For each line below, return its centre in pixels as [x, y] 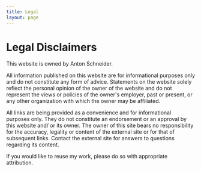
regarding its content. [33, 145]
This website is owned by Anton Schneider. [59, 64]
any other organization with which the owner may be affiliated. [83, 101]
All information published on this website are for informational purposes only [101, 75]
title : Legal [22, 12]
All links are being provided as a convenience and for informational [89, 113]
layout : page [22, 17]
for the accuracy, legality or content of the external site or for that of [91, 132]
